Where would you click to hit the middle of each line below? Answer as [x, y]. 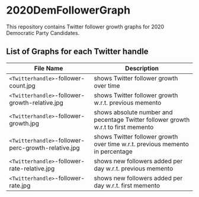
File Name [49, 68]
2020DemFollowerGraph [68, 10]
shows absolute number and [133, 112]
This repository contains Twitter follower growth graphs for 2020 [85, 27]
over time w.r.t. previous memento [142, 144]
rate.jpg [20, 185]
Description [142, 68]
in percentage [113, 151]
